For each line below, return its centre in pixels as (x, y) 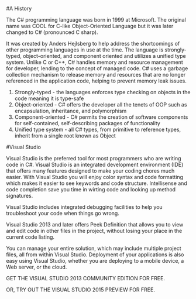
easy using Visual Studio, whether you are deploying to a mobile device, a (95, 261)
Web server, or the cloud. (37, 267)
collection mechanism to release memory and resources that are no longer (96, 75)
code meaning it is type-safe (49, 98)
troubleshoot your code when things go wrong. (63, 213)
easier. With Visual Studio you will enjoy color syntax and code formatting (94, 177)
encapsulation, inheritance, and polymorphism (71, 111)
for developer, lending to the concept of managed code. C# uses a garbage (97, 68)
